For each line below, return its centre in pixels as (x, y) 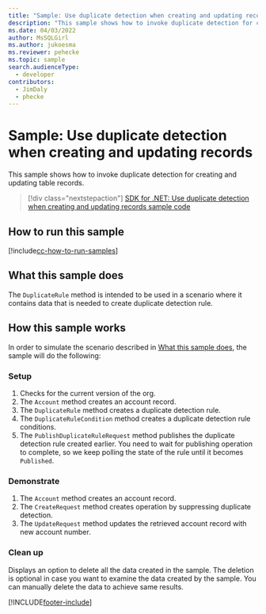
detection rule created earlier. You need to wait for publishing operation (136, 444)
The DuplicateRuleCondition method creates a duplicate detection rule (135, 418)
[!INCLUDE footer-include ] (50, 602)
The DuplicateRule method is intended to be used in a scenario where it (125, 295)
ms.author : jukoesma (42, 45)
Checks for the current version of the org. (87, 393)
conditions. (38, 427)
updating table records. (46, 183)
